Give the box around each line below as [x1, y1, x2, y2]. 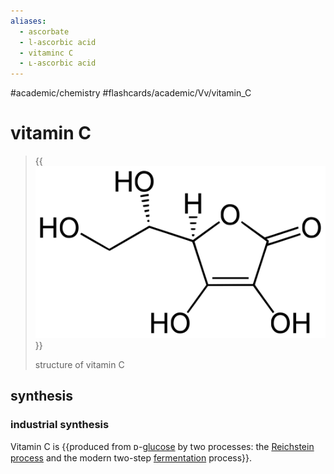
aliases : [10, 16, 47, 26]
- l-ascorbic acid [19, 37, 97, 47]
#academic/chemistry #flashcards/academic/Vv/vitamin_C [10, 87, 252, 99]
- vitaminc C [19, 48, 74, 58]
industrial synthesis [10, 418, 110, 432]
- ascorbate [19, 26, 70, 37]
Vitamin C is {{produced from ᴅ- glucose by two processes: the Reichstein [10, 441, 315, 453]
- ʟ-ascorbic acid [19, 58, 97, 69]
